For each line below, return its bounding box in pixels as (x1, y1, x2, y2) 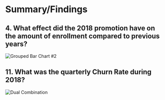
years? (5, 40, 28, 48)
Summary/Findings (5, 4, 88, 15)
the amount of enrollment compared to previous (5, 31, 160, 40)
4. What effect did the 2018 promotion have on (5, 24, 155, 32)
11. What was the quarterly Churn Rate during (5, 68, 152, 77)
